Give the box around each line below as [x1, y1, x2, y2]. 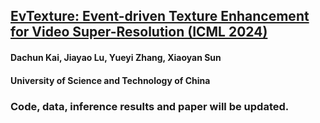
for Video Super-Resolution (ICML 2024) [10, 24, 268, 41]
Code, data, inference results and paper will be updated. [10, 99, 290, 113]
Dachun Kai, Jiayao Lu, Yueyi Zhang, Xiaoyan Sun [10, 51, 222, 63]
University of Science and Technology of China [10, 74, 211, 86]
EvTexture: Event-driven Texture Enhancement [10, 8, 310, 25]
